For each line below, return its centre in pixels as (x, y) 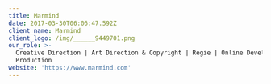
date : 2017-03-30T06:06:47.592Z (63, 23)
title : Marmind (34, 16)
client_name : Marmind (45, 30)
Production (34, 61)
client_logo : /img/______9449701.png (72, 38)
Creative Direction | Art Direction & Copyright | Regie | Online (129, 53)
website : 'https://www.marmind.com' (70, 68)
